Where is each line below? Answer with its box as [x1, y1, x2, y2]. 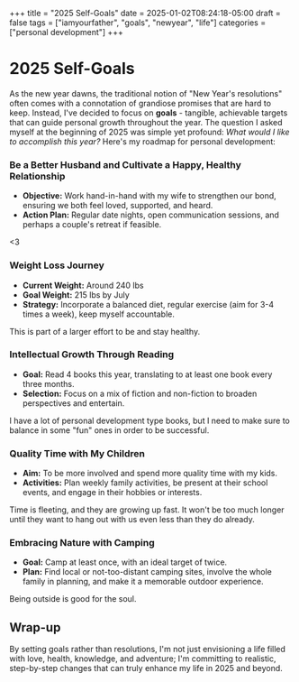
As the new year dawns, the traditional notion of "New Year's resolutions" [9, 88, 283, 98]
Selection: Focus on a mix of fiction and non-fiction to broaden [22, 388, 258, 399]
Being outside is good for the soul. [9, 594, 137, 604]
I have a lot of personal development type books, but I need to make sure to [9, 415, 290, 426]
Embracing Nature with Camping [9, 537, 155, 549]
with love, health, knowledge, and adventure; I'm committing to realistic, [9, 653, 276, 664]
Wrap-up [9, 620, 61, 635]
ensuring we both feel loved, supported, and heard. [22, 200, 213, 211]
